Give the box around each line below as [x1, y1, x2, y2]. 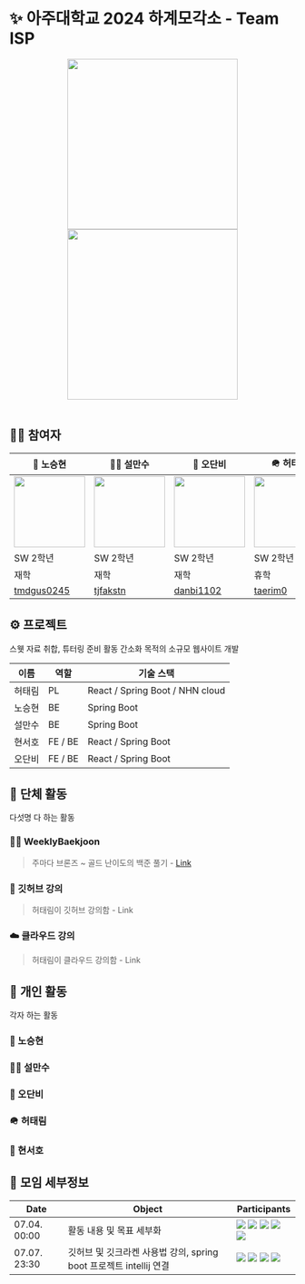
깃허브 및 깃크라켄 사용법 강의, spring [67, 1246, 219, 1259]
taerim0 [253, 583, 288, 596]
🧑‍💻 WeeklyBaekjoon [9, 835, 101, 848]
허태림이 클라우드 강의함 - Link [31, 955, 141, 966]
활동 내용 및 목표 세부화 [67, 1224, 162, 1237]
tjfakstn [93, 583, 126, 596]
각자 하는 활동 [9, 1010, 59, 1020]
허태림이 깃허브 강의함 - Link [31, 904, 134, 915]
